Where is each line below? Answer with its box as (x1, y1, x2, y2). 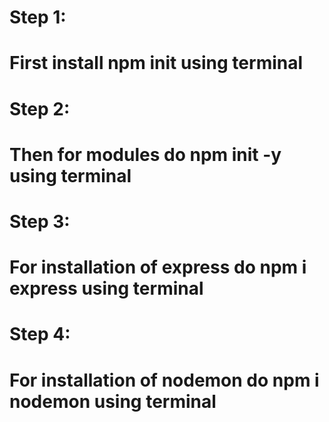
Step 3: (9, 210, 71, 233)
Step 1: (9, 6, 67, 29)
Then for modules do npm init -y (9, 143, 282, 166)
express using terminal (9, 277, 204, 300)
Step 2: (9, 97, 71, 120)
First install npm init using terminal (9, 52, 304, 75)
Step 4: (9, 323, 71, 346)
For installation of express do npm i (9, 256, 307, 279)
